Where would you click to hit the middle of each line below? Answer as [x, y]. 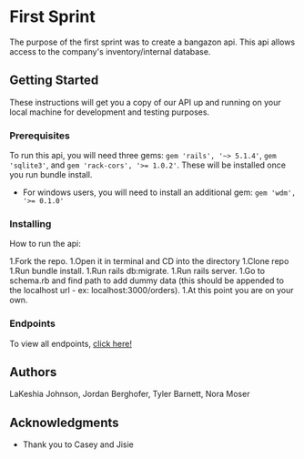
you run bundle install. [51, 175]
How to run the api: [46, 244]
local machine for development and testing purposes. [110, 112]
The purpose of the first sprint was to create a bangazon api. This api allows [152, 42]
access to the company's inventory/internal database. [110, 51]
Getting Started [54, 81]
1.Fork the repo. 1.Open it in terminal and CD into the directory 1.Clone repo [149, 261]
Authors [33, 372]
